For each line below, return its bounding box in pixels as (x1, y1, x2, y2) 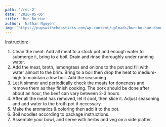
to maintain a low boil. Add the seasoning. (22, 75, 108, 81)
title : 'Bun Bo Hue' (5, 16, 48, 21)
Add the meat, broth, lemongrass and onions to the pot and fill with (12, 64, 149, 70)
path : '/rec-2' (5, 7, 37, 12)
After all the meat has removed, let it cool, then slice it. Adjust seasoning (12, 95, 160, 101)
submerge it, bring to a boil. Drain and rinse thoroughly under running (12, 54, 154, 60)
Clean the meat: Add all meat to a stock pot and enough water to (12, 49, 144, 55)
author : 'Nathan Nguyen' (5, 21, 56, 26)
